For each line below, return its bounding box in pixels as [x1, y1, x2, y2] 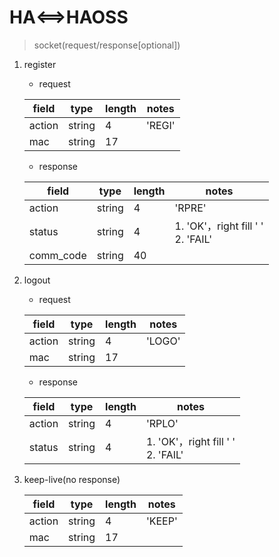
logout [23, 274, 51, 286]
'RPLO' [145, 416, 179, 430]
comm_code [28, 248, 87, 262]
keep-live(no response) [23, 473, 121, 485]
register [23, 58, 57, 70]
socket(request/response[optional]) [33, 39, 181, 51]
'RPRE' [174, 201, 207, 215]
